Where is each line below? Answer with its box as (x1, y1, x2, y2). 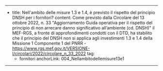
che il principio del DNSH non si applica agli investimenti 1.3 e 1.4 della (12, 35, 153, 41)
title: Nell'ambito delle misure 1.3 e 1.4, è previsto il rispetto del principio (12, 10, 155, 15)
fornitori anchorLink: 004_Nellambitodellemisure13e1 (19, 56, 125, 61)
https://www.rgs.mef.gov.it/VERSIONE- (12, 45, 90, 51)
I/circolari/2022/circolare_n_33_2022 (12, 51, 86, 56)
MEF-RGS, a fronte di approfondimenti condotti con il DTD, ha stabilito (12, 30, 152, 36)
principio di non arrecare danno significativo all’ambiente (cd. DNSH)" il (12, 25, 155, 30)
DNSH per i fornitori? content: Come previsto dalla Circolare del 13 (12, 15, 145, 20)
